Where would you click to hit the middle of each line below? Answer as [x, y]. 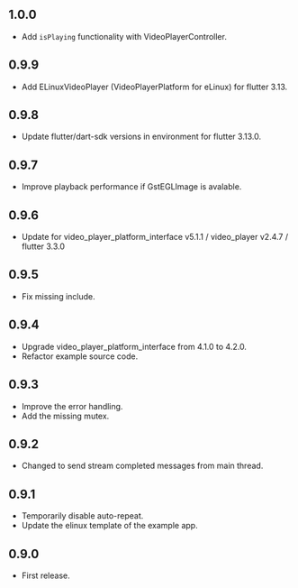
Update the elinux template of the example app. [110, 526]
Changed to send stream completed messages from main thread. [142, 466]
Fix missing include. [58, 296]
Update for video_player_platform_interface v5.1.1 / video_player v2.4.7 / [155, 237]
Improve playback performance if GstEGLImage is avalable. [131, 187]
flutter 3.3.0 [43, 246]
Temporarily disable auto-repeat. [82, 516]
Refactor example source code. [80, 356]
